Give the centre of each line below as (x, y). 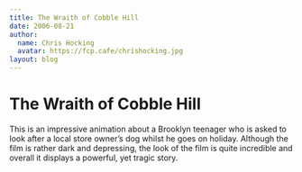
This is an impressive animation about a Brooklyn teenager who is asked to (148, 129)
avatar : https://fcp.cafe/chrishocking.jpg (100, 51)
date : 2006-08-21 (42, 26)
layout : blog (34, 59)
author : (24, 34)
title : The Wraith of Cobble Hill (74, 18)
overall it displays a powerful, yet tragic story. (94, 158)
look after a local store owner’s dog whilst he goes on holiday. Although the (149, 138)
